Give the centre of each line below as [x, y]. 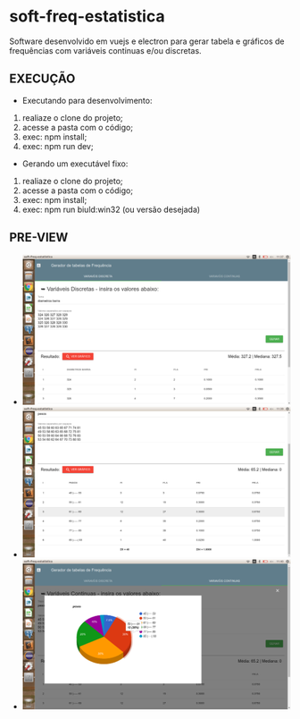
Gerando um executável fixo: [75, 164]
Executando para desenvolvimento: [87, 100]
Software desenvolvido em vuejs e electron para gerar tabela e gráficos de [147, 41]
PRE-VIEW [39, 237]
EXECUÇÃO [42, 79]
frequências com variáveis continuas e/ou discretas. [106, 50]
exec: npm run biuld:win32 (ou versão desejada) [111, 209]
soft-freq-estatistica [87, 17]
